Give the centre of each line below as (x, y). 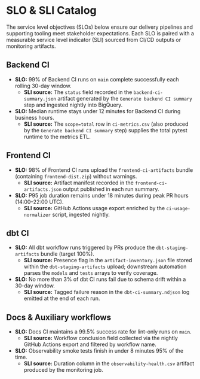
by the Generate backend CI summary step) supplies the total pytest (106, 130)
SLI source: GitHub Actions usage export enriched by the (94, 208)
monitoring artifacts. (31, 46)
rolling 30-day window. (43, 86)
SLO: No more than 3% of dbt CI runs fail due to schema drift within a (100, 280)
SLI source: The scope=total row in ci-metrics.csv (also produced (106, 124)
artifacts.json (42, 189)
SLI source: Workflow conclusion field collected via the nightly (101, 338)
